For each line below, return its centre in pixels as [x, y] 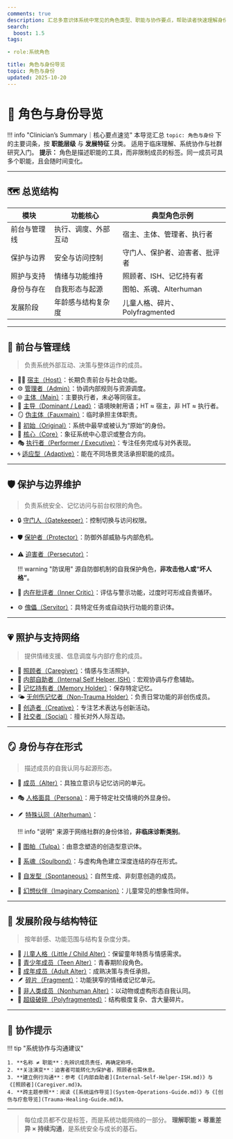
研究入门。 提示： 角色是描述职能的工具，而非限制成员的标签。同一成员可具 [115, 152]
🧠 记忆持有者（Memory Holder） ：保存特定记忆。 [86, 688]
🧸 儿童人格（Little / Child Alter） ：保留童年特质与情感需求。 [101, 954]
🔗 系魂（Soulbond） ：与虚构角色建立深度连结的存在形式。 [99, 861]
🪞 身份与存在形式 [45, 747]
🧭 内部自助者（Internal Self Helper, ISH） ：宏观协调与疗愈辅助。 [107, 679]
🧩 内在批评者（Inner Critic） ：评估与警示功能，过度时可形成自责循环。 [116, 592]
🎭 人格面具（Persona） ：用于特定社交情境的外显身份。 [96, 797]
